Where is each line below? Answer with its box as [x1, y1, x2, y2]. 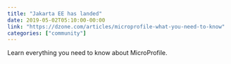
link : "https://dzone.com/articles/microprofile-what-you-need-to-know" [7, 23, 225, 30]
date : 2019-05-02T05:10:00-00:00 [7, 17, 106, 24]
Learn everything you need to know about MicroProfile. [7, 49, 168, 57]
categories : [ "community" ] [7, 29, 87, 37]
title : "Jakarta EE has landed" [7, 10, 102, 17]
